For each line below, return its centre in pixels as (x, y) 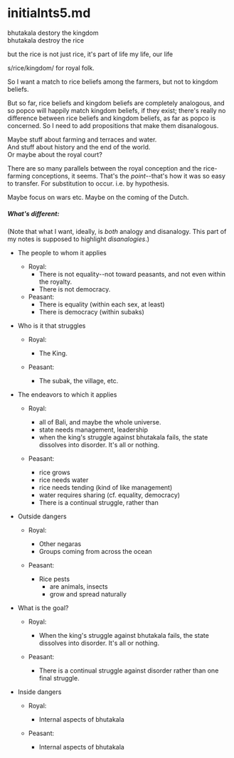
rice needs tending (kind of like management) (106, 487)
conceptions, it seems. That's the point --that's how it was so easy (129, 176)
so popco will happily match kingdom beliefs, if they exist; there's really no (117, 110)
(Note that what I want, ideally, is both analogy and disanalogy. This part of (117, 231)
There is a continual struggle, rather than (99, 502)
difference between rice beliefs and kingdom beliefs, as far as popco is (111, 118)
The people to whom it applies (62, 252)
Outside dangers (42, 516)
